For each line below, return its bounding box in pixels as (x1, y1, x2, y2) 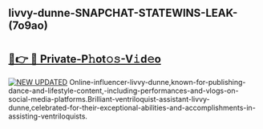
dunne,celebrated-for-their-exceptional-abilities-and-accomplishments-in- (8, 103, 257, 112)
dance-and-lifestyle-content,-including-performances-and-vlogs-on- (8, 86, 239, 95)
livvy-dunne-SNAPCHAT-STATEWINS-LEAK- (8, 6, 238, 20)
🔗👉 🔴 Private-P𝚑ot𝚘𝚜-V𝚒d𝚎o (8, 52, 162, 66)
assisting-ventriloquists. (8, 111, 88, 121)
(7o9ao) (8, 19, 48, 33)
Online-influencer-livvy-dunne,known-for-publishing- (69, 78, 246, 87)
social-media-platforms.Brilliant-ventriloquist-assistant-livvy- (8, 95, 210, 103)
